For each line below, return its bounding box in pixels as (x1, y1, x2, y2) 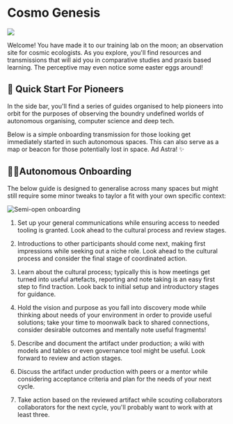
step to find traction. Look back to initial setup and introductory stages (17, 282, 219, 290)
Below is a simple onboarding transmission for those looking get (7, 130, 191, 139)
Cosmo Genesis (7, 5, 101, 21)
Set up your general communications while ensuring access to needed (17, 218, 220, 227)
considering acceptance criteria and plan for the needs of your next (17, 375, 212, 383)
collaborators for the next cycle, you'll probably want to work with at (17, 402, 214, 411)
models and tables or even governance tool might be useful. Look (17, 346, 206, 354)
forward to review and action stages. (17, 354, 123, 362)
